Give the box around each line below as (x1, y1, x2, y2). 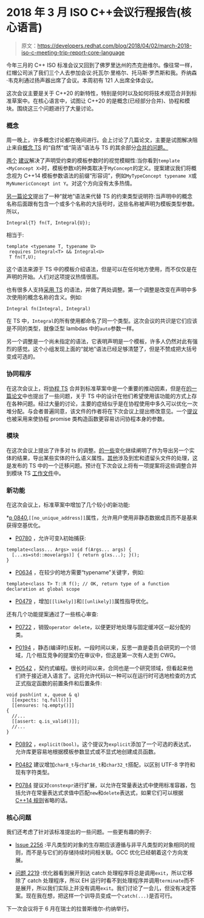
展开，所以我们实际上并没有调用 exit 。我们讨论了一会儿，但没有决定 (20, 885, 191, 892)
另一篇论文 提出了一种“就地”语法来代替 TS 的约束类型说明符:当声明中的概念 (6, 193, 193, 200)
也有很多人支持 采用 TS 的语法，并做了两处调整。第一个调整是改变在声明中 (6, 286, 192, 294)
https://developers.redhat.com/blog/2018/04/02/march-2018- (37, 42, 192, 49)
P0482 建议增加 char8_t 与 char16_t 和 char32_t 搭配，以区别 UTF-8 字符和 (15, 761, 195, 768)
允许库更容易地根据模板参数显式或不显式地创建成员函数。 (15, 748, 159, 756)
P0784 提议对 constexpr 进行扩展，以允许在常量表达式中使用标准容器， (15, 782, 191, 789)
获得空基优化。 (6, 522, 44, 529)
